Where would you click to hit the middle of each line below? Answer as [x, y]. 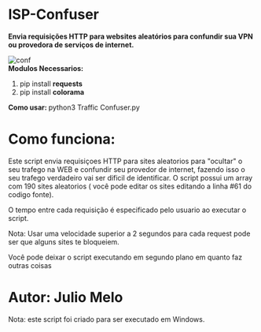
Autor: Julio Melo [66, 298]
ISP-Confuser [54, 15]
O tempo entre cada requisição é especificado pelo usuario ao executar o [127, 210]
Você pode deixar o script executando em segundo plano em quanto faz [125, 257]
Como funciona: [62, 139]
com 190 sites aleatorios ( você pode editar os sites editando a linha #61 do [130, 186]
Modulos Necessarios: [46, 68]
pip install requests [51, 84]
